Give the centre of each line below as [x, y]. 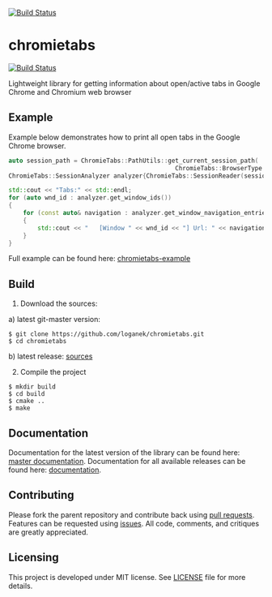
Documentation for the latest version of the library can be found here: [124, 453]
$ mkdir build [32, 387]
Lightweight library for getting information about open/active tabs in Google [134, 83]
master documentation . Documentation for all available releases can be [127, 461]
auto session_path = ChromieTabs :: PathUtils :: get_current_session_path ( [134, 161]
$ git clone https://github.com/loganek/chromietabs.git [106, 334]
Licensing [34, 558]
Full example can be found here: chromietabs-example [100, 259]
